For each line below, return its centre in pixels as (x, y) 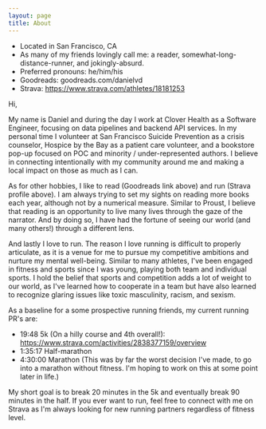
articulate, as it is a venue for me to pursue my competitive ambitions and (129, 252)
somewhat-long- (209, 54)
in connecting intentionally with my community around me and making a (126, 161)
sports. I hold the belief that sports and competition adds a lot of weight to (130, 277)
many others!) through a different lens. (72, 228)
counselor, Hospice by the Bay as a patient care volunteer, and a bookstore (131, 145)
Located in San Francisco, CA (68, 46)
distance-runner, (47, 63)
